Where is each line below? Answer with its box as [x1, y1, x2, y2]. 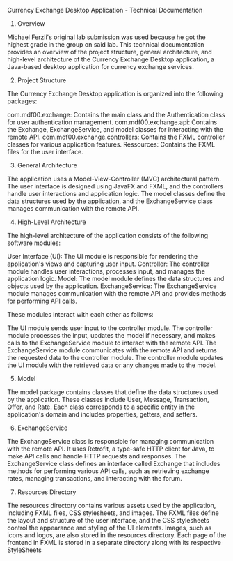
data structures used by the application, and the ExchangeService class [7, 197, 214, 205]
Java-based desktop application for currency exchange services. [7, 63, 195, 70]
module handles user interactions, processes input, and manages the [7, 267, 205, 275]
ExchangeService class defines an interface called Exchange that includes [7, 460, 220, 467]
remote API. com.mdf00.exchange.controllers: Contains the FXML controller [7, 133, 225, 141]
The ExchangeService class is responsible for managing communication [7, 437, 214, 445]
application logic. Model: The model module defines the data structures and [7, 275, 225, 283]
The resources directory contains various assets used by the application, [7, 502, 216, 509]
